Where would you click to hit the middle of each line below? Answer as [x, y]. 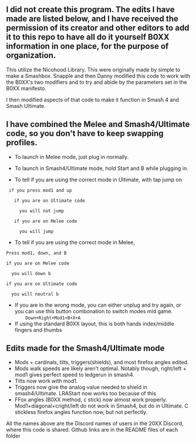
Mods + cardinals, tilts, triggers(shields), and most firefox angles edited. [102, 362]
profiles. [22, 143]
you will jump [36, 231]
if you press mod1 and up [40, 190]
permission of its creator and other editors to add [98, 28]
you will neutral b [35, 294]
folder [13, 436]
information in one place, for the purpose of [87, 46]
